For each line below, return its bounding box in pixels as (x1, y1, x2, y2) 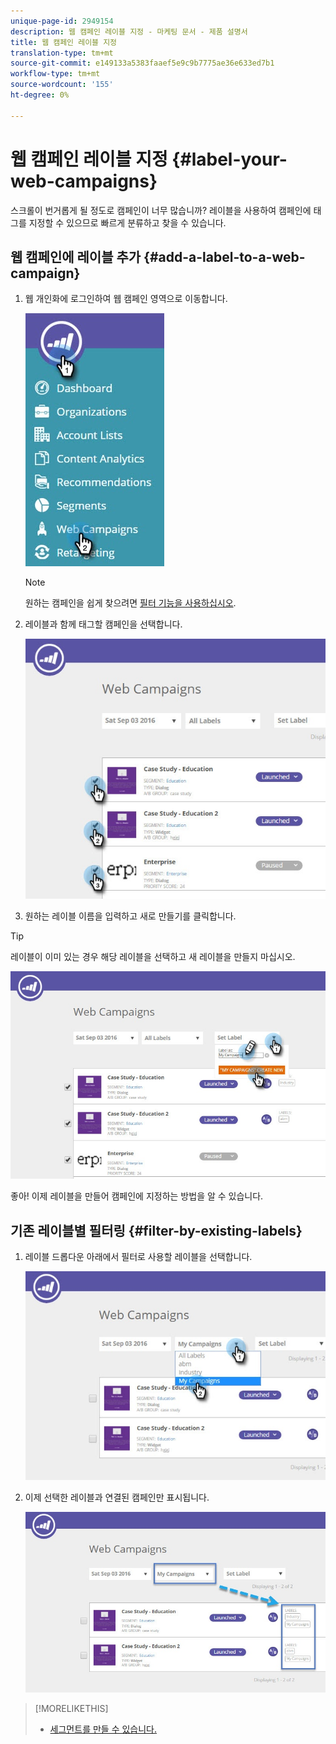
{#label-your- (171, 148, 288, 170)
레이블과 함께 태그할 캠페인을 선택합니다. (24, 618, 183, 630)
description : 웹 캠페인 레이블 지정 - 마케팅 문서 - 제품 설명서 (10, 26, 248, 37)
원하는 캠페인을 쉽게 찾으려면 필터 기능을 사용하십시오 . (24, 597, 237, 609)
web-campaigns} (10, 170, 158, 192)
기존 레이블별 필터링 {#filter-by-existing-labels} (10, 1222, 303, 1239)
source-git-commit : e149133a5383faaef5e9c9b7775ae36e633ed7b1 (10, 58, 275, 69)
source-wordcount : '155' (10, 80, 114, 90)
